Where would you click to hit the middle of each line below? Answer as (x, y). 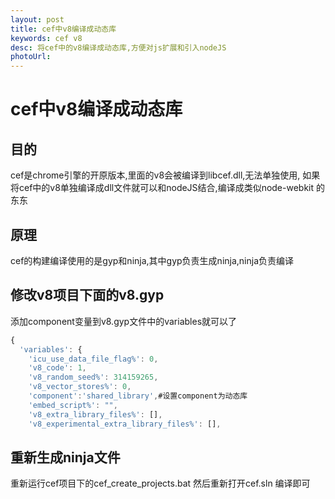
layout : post (37, 19)
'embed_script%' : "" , (73, 405)
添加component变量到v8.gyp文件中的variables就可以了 (124, 321)
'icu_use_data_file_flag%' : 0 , (93, 359)
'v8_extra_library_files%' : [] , (95, 414)
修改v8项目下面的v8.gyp (87, 295)
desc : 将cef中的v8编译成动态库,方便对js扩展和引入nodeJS (118, 47)
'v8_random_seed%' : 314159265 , (93, 377)
